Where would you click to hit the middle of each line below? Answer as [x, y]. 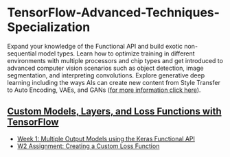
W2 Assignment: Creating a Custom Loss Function [88, 146]
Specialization [49, 27]
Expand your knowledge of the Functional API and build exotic [95, 46]
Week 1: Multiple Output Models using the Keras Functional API [106, 138]
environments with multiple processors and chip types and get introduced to [115, 60]
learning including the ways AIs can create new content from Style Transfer [114, 82]
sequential [22, 53]
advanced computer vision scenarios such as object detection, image [105, 68]
